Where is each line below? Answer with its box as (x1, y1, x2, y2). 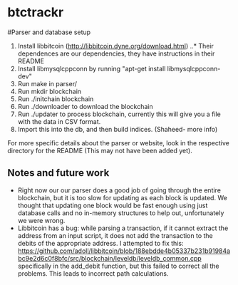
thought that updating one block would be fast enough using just (17, 201, 208, 209)
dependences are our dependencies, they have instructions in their (17, 49, 215, 58)
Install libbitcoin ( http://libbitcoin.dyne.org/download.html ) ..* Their (17, 41, 214, 50)
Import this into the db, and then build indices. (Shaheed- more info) (17, 125, 218, 133)
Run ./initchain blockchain (17, 94, 94, 103)
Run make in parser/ (17, 79, 77, 88)
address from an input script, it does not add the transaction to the (17, 231, 213, 239)
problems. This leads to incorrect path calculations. (17, 269, 169, 278)
